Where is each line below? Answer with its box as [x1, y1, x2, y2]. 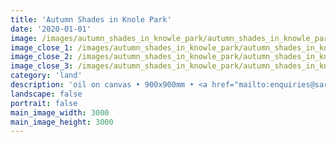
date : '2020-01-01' [10, 24, 92, 34]
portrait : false [10, 98, 78, 108]
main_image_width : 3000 [10, 107, 110, 118]
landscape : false [10, 89, 83, 99]
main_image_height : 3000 [10, 117, 114, 127]
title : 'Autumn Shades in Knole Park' [10, 14, 172, 25]
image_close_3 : [10, 61, 74, 71]
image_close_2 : [10, 52, 74, 62]
